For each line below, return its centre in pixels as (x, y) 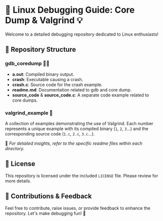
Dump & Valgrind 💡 (44, 20)
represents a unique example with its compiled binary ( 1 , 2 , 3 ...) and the (77, 129)
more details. (18, 181)
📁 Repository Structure (41, 50)
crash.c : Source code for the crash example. (57, 85)
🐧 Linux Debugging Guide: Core (70, 10)
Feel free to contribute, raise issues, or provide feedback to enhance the (78, 208)
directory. (15, 148)
